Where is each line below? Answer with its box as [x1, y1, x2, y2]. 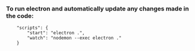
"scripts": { [16, 25, 49, 31]
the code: [6, 12, 34, 20]
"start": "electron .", [27, 30, 85, 36]
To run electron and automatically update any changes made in [6, 5, 189, 13]
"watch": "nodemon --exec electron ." [27, 35, 122, 41]
